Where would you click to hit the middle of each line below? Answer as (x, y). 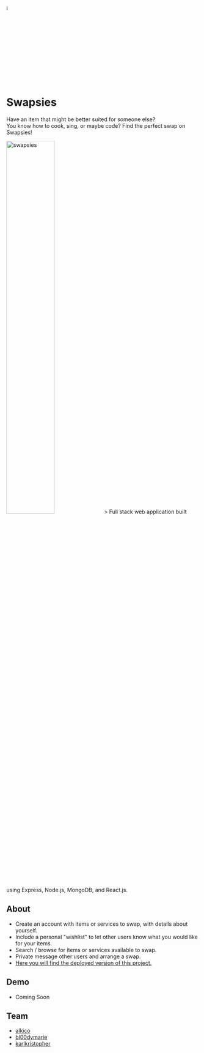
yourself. (26, 930)
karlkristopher (33, 1044)
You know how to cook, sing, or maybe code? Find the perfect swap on (96, 125)
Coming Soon (32, 997)
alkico (23, 1031)
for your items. (34, 943)
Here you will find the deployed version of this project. (83, 962)
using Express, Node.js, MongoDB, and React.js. (67, 890)
